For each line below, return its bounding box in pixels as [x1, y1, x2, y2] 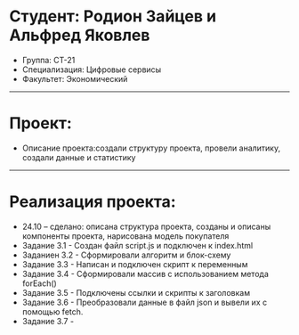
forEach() [21, 278, 58, 289]
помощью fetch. [21, 306, 84, 317]
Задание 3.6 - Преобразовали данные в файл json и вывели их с [21, 297, 268, 307]
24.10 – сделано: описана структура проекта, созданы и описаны [21, 221, 271, 232]
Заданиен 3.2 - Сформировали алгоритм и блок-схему [21, 249, 231, 260]
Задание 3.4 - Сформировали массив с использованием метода [21, 268, 269, 279]
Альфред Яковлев [9, 25, 150, 45]
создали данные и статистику [21, 151, 136, 162]
